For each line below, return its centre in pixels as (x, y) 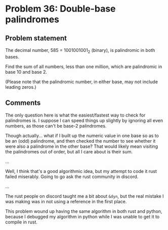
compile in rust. (22, 222)
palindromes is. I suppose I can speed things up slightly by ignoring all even (84, 120)
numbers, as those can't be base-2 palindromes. (56, 126)
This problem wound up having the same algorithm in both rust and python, (84, 211)
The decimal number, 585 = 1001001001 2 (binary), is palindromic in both (80, 51)
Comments (23, 103)
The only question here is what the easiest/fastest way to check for (75, 115)
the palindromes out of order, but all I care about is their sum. (69, 151)
